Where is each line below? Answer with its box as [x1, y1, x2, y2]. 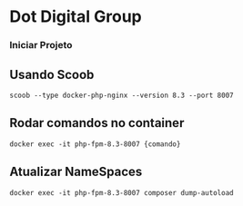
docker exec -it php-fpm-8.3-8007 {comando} [9, 139, 181, 149]
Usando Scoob [9, 66, 95, 83]
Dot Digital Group [9, 6, 143, 27]
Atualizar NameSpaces [9, 164, 143, 180]
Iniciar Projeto [9, 39, 73, 52]
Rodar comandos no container [9, 115, 185, 131]
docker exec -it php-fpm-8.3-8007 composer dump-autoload [9, 188, 234, 197]
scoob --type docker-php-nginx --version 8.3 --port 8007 [9, 91, 234, 100]
